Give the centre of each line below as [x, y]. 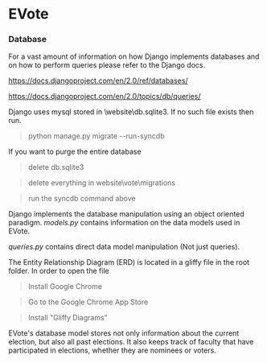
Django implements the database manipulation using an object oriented [126, 214]
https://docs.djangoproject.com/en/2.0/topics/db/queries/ [105, 97]
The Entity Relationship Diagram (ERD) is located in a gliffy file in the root [129, 262]
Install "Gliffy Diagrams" [68, 318]
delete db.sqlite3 [56, 167]
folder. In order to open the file [59, 271]
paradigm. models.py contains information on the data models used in [124, 223]
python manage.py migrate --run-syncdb [96, 136]
